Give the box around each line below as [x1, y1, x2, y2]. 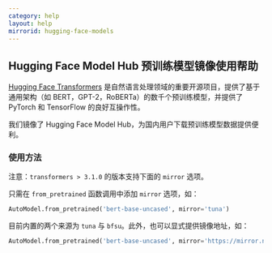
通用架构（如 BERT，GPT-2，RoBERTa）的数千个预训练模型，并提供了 [8, 92, 244, 102]
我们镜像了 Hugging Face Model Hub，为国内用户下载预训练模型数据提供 [8, 119, 253, 130]
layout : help [8, 19, 53, 28]
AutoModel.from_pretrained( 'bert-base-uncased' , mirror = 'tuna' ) [8, 205, 230, 213]
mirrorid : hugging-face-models [8, 27, 114, 35]
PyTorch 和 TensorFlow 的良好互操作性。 [8, 102, 145, 112]
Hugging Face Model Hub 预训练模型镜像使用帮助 [8, 58, 259, 73]
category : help [8, 11, 60, 20]
